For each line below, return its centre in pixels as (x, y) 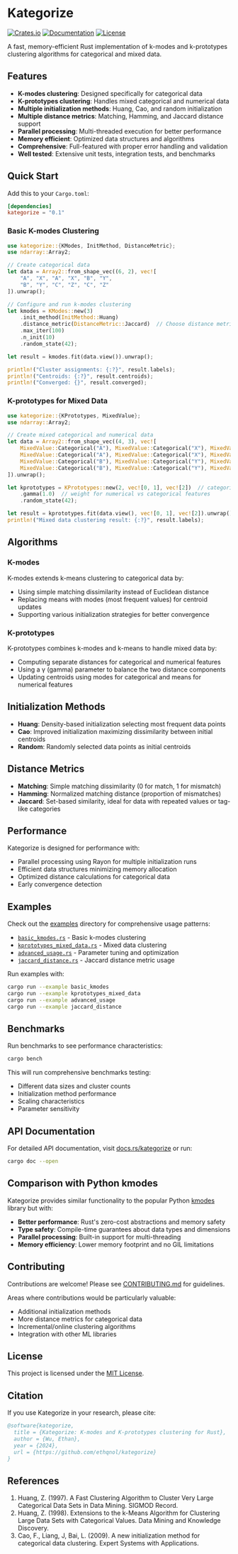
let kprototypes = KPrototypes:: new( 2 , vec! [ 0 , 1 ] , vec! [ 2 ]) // (106, 488)
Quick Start (33, 176)
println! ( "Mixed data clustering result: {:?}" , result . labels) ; (106, 520)
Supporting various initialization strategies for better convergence (114, 614)
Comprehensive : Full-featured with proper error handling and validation (123, 146)
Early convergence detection (60, 885)
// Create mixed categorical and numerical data (80, 435)
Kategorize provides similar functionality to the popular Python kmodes (111, 1200)
